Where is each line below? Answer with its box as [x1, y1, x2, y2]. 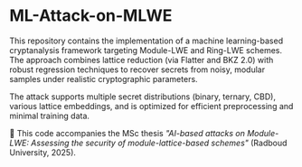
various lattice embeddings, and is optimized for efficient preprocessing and [9, 100, 294, 111]
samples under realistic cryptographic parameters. [9, 73, 198, 84]
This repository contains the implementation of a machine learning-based [9, 35, 283, 46]
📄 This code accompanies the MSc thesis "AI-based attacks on [9, 127, 246, 138]
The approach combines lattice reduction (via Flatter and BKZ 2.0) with [9, 54, 274, 65]
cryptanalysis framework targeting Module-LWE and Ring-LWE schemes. [9, 44, 283, 55]
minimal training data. [9, 110, 90, 121]
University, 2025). [9, 146, 77, 158]
